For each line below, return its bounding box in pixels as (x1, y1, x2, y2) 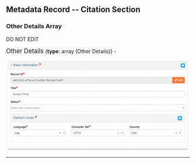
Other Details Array (6, 22, 62, 30)
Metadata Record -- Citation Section (6, 5, 141, 15)
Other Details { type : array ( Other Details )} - (6, 47, 117, 55)
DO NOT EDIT (6, 35, 39, 43)
